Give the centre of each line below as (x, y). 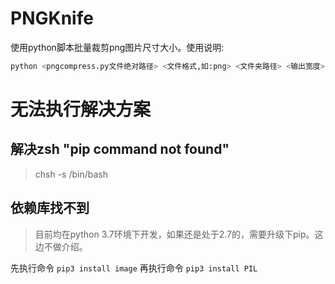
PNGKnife (52, 18)
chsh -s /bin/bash (71, 174)
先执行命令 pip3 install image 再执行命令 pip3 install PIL (134, 268)
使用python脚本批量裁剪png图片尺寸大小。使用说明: (117, 47)
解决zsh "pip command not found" (120, 149)
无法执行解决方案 (81, 109)
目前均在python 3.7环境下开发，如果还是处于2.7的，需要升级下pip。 (174, 234)
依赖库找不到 (50, 208)
